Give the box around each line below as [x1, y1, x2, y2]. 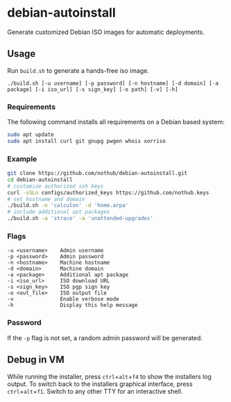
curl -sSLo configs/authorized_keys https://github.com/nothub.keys [7, 189, 209, 196]
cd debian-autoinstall [7, 176, 73, 183]
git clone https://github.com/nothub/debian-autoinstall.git [7, 170, 188, 177]
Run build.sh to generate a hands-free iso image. [7, 66, 149, 74]
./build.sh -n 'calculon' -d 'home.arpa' [7, 202, 129, 209]
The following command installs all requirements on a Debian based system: [7, 118, 225, 126]
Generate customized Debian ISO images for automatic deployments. [7, 28, 205, 36]
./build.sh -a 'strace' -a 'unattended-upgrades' [7, 215, 154, 222]
